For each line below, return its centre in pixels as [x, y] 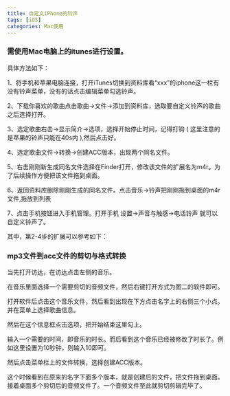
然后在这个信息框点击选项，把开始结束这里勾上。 [76, 324]
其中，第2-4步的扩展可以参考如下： [58, 236]
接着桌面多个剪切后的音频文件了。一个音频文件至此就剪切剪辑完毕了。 [106, 385]
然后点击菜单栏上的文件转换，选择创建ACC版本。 [77, 362]
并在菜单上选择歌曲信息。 [43, 309]
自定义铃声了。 [28, 221]
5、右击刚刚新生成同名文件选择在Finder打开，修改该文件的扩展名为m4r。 [111, 166]
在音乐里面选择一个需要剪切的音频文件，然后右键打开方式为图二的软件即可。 [115, 287]
